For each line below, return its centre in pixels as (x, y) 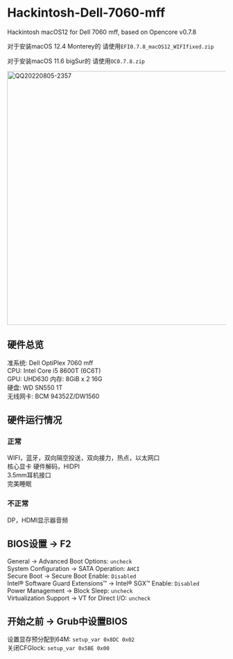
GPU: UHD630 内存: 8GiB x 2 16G (55, 378)
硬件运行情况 (35, 420)
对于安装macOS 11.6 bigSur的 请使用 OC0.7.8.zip (76, 61)
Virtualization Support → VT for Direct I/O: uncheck (79, 598)
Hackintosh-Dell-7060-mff (86, 13)
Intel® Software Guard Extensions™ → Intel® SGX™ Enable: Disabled (103, 583)
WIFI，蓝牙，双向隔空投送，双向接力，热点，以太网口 (84, 458)
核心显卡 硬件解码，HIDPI (43, 466)
